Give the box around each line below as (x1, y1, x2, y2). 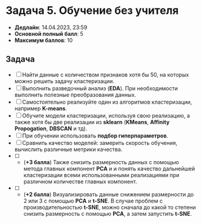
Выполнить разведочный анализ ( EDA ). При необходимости (22, 84, 178, 92)
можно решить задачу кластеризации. (14, 77, 115, 85)
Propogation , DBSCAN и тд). (14, 125, 88, 132)
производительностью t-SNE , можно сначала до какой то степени (23, 204, 196, 211)
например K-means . (14, 104, 67, 112)
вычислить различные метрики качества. (14, 145, 123, 153)
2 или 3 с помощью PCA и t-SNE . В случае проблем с (23, 197, 163, 204)
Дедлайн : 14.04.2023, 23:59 (14, 24, 88, 31)
